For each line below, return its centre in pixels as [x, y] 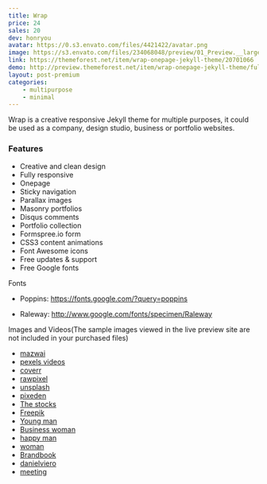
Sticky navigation [48, 191]
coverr [31, 370]
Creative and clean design [62, 166]
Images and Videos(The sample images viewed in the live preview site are [129, 329]
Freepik [32, 412]
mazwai [33, 353]
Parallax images [46, 200]
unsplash [35, 387]
